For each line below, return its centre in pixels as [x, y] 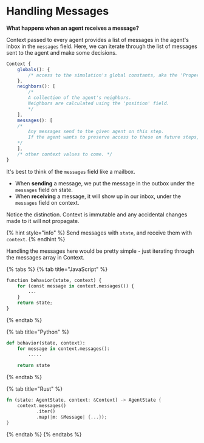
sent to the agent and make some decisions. [62, 52]
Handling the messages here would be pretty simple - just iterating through [100, 251]
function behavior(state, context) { [54, 280]
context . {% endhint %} [36, 239]
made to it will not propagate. [43, 221]
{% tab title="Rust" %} [34, 389]
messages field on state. [44, 190]
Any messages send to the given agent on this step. [96, 132]
